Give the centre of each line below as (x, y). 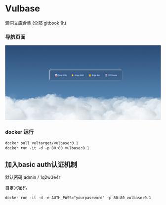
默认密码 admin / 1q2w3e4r (33, 177)
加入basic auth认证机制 (41, 164)
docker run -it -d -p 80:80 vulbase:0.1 (47, 148)
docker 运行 (20, 132)
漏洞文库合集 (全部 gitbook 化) (36, 23)
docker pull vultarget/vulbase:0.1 (42, 143)
